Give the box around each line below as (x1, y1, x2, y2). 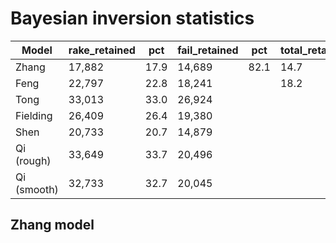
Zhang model (10, 217, 95, 234)
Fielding (15, 108, 53, 122)
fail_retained (177, 43, 239, 57)
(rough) (15, 153, 52, 167)
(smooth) (15, 182, 59, 196)
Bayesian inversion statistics (10, 7, 255, 30)
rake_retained (68, 43, 136, 57)
